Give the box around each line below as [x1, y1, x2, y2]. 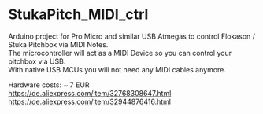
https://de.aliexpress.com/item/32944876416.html [8, 97, 172, 106]
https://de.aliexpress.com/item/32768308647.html [8, 88, 172, 97]
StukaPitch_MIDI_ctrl [8, 6, 149, 24]
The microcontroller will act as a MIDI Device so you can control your [8, 48, 232, 57]
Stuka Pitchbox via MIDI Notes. [8, 39, 109, 49]
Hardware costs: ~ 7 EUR [8, 80, 90, 90]
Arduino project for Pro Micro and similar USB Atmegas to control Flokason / [8, 31, 256, 41]
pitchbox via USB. [8, 57, 66, 66]
